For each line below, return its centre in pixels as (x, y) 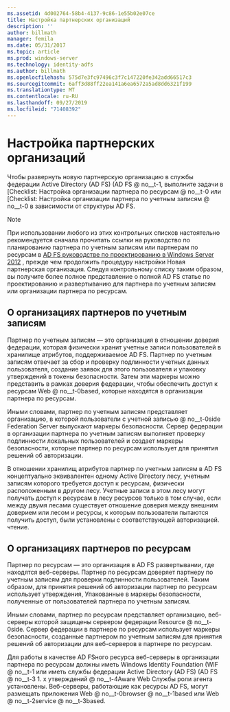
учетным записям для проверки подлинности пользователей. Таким (108, 579)
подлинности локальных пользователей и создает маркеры (95, 441)
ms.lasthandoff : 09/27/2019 (47, 103)
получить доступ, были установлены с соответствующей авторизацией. (113, 520)
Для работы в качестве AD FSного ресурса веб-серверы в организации (113, 657)
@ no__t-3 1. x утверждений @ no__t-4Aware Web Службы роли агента (110, 679)
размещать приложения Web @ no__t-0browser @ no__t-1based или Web (113, 693)
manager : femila (30, 39)
